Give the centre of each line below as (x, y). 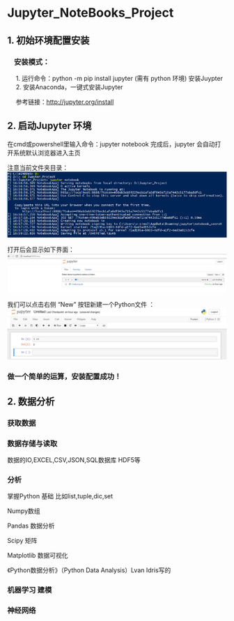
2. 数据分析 (31, 401)
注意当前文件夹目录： (38, 167)
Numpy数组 (24, 511)
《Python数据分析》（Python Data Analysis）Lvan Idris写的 (89, 570)
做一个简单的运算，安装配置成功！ (64, 376)
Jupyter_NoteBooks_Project (91, 13)
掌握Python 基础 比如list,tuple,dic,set (60, 496)
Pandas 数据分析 (31, 526)
